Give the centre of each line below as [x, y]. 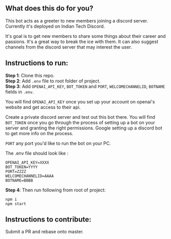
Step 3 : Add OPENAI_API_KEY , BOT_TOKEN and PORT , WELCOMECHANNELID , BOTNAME [85, 86]
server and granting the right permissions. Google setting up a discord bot [84, 128]
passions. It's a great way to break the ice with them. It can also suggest [82, 41]
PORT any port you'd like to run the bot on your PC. [58, 143]
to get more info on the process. [39, 133]
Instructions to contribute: [48, 220]
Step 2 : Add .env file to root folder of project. [53, 81]
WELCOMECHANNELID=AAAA [30, 176]
